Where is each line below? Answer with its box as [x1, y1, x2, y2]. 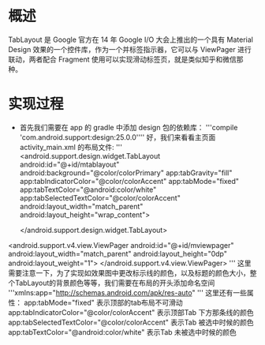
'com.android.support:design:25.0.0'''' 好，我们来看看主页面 [19, 132, 216, 142]
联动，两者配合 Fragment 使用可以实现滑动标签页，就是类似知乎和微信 [8, 54, 237, 64]
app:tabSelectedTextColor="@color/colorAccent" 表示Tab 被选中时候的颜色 [8, 317, 254, 327]
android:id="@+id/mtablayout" [19, 159, 120, 169]
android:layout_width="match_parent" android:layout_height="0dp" [8, 249, 227, 258]
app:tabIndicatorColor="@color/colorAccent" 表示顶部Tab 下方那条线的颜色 [8, 307, 254, 317]
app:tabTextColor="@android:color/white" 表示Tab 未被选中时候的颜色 [8, 327, 237, 336]
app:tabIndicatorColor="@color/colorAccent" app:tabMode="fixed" [19, 176, 239, 186]
